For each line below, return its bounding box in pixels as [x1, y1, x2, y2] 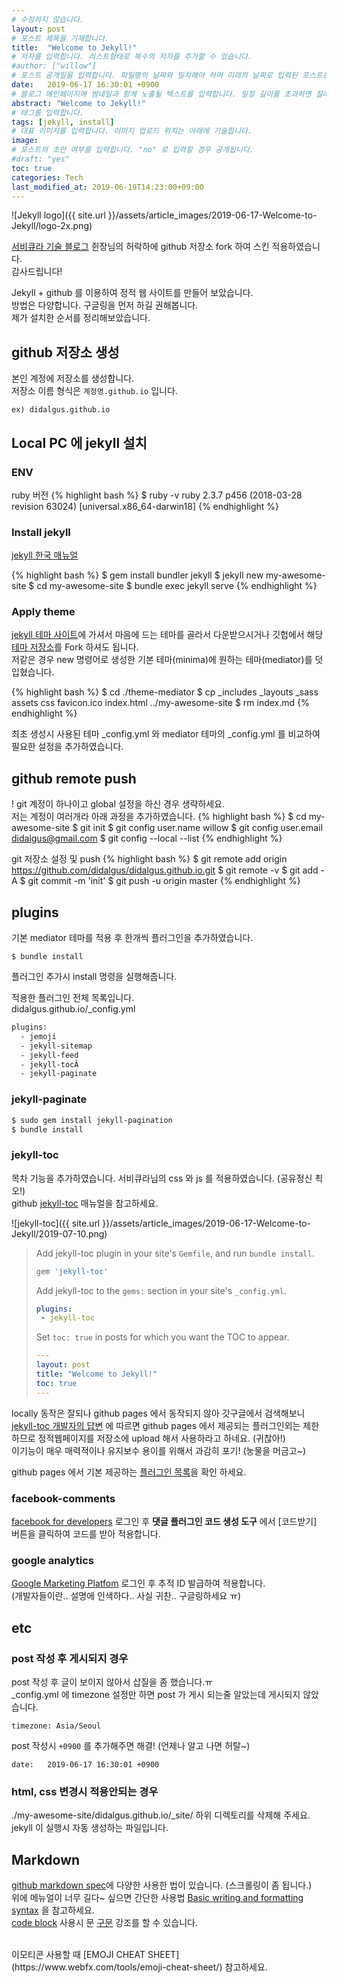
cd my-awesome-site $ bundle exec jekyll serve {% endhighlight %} [36, 580, 318, 592]
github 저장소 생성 [11, 344, 120, 361]
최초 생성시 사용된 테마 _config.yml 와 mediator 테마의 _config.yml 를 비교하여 [11, 728, 321, 740]
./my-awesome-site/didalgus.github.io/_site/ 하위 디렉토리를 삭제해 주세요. [11, 1809, 311, 1821]
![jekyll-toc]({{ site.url [11, 1217, 101, 1229]
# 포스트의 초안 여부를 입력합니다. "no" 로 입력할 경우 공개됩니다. [11, 145, 255, 155]
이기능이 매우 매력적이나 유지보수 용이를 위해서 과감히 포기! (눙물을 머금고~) [11, 1444, 307, 1456]
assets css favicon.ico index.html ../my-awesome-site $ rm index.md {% [11, 697, 310, 709]
